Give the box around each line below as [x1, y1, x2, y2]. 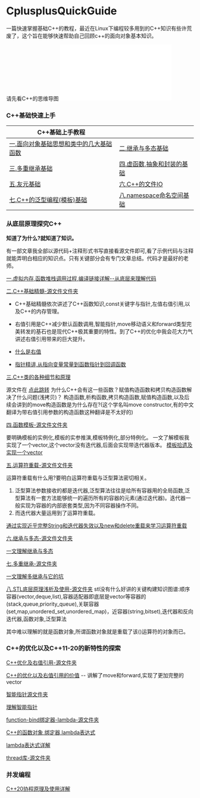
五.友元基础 [9, 180, 41, 189]
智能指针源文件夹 [6, 690, 48, 698]
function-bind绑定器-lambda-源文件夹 [6, 716, 99, 723]
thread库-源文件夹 [6, 754, 51, 761]
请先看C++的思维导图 [6, 94, 59, 102]
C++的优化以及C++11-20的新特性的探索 [6, 644, 121, 652]
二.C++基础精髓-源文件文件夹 [6, 287, 79, 294]
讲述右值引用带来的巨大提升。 [14, 335, 88, 342]
